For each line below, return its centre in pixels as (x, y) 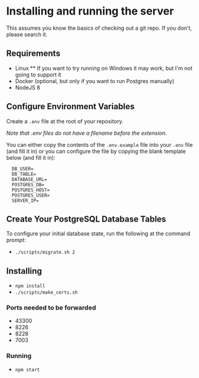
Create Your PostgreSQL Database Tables (86, 219)
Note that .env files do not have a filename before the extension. (87, 133)
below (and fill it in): (31, 157)
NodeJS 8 (28, 87)
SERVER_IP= (25, 201)
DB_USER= (23, 169)
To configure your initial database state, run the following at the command (98, 234)
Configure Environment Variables (70, 106)
